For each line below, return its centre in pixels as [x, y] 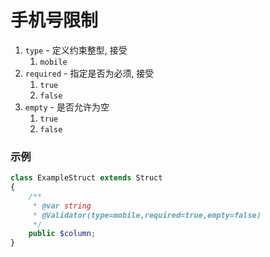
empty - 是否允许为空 [67, 107]
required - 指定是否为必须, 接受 [89, 73]
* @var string [62, 206]
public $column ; [62, 234]
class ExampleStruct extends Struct [86, 178]
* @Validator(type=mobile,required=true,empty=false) [147, 215]
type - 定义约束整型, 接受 [76, 50]
